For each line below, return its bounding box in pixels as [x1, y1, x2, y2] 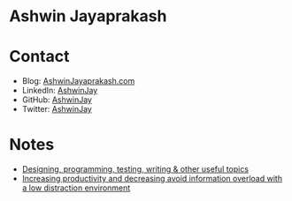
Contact [9, 47, 70, 67]
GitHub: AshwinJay [21, 94, 93, 105]
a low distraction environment [21, 182, 131, 193]
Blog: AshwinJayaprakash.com [21, 76, 135, 86]
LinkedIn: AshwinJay [21, 86, 98, 96]
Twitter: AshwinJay [21, 104, 93, 115]
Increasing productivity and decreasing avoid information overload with [21, 174, 283, 184]
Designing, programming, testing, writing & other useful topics [21, 164, 250, 175]
